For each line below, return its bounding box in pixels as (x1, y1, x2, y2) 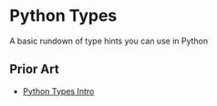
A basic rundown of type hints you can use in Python (9, 35, 209, 46)
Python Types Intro (22, 85, 95, 96)
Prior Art (9, 62, 59, 77)
